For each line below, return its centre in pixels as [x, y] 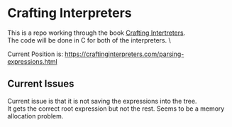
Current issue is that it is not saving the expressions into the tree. [102, 101]
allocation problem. [35, 116]
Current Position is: [35, 54]
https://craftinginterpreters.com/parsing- [125, 54]
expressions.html [33, 61]
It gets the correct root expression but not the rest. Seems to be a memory [116, 109]
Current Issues [41, 84]
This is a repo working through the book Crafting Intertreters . [96, 33]
